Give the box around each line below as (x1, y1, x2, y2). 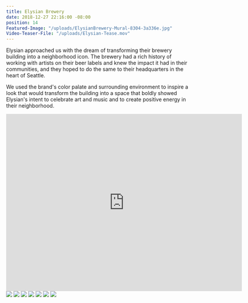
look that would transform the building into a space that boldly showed (6, 90, 177, 97)
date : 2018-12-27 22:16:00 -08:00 (6, 14, 91, 20)
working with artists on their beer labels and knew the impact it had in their (6, 60, 187, 67)
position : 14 (6, 19, 38, 25)
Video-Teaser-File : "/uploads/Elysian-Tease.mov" (6, 31, 131, 37)
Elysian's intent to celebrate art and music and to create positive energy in (6, 96, 186, 103)
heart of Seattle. (6, 72, 45, 79)
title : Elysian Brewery (6, 8, 65, 15)
